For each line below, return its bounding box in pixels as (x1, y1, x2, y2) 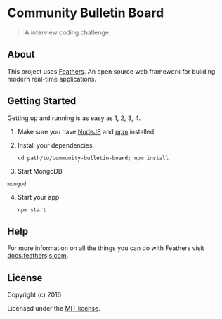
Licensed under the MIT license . (7, 304, 100, 313)
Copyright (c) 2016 (7, 290, 62, 299)
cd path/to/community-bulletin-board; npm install (17, 155, 169, 162)
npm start (17, 206, 47, 214)
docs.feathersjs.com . (7, 252, 69, 260)
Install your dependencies (17, 141, 93, 149)
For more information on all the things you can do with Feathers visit (7, 244, 204, 252)
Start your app (17, 193, 60, 201)
